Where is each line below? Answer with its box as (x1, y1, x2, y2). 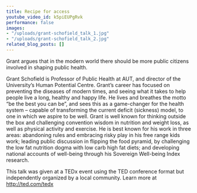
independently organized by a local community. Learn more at (6, 174, 157, 181)
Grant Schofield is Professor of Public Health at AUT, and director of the (6, 75, 181, 82)
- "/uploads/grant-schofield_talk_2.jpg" (6, 36, 110, 42)
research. (6, 157, 29, 164)
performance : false (6, 19, 54, 25)
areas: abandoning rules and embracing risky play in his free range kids (6, 131, 180, 138)
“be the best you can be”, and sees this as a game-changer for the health (6, 100, 185, 107)
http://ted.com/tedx (6, 180, 54, 187)
